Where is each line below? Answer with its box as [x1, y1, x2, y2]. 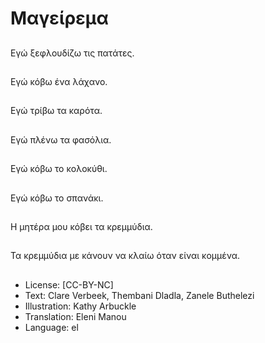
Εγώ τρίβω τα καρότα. [10, 105, 103, 117]
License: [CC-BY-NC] [24, 278, 114, 291]
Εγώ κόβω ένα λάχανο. [10, 75, 108, 87]
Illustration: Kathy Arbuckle [24, 300, 137, 312]
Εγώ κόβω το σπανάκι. [10, 192, 104, 204]
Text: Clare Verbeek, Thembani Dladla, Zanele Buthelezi [24, 289, 255, 301]
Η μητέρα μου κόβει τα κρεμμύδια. [10, 220, 153, 232]
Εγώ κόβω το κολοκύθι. [10, 163, 108, 175]
